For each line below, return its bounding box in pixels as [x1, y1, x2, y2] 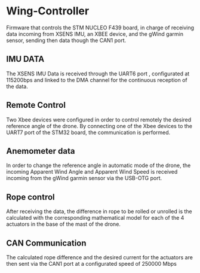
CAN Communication [6, 238, 87, 248]
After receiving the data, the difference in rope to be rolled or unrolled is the [6, 208, 192, 215]
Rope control [6, 192, 55, 202]
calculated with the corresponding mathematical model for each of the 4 [6, 214, 184, 222]
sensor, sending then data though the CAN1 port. [6, 37, 127, 44]
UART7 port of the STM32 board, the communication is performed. [6, 129, 171, 136]
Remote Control [6, 100, 66, 110]
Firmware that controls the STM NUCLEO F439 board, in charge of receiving [6, 24, 195, 31]
